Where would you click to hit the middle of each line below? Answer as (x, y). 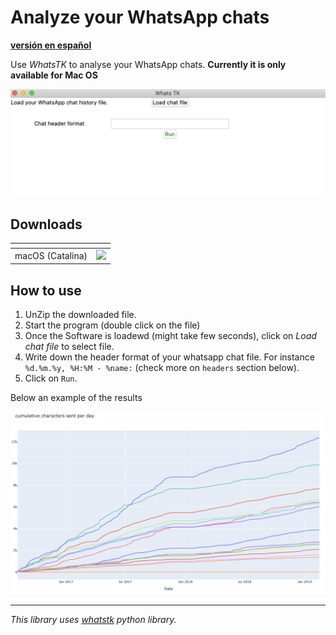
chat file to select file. (69, 347)
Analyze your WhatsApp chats (140, 17)
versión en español (51, 45)
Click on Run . (51, 378)
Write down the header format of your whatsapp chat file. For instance (169, 357)
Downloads (46, 224)
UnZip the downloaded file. (80, 315)
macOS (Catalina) (51, 255)
